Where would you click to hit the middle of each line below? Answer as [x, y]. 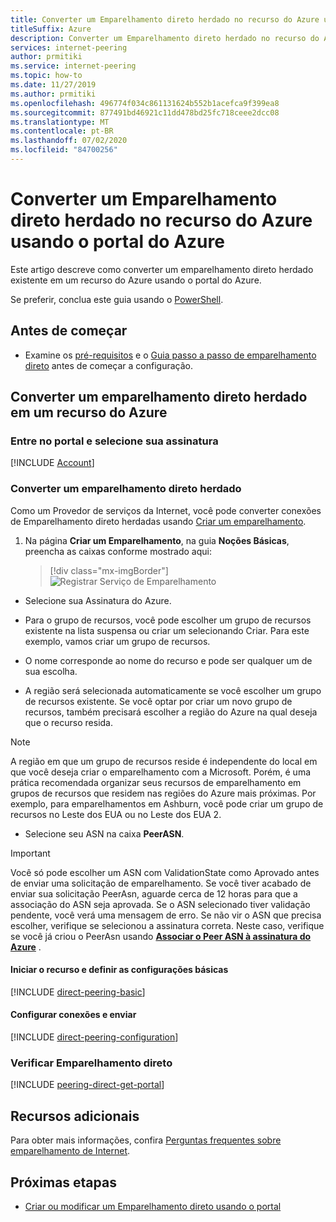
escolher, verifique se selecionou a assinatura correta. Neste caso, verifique [167, 925]
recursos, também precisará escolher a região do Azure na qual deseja [171, 712]
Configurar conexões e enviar [73, 1015]
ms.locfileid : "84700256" [64, 150]
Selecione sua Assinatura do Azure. [98, 600]
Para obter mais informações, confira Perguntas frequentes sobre [146, 1140]
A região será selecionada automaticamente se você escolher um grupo [173, 690]
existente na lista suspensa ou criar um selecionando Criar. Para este [167, 630]
